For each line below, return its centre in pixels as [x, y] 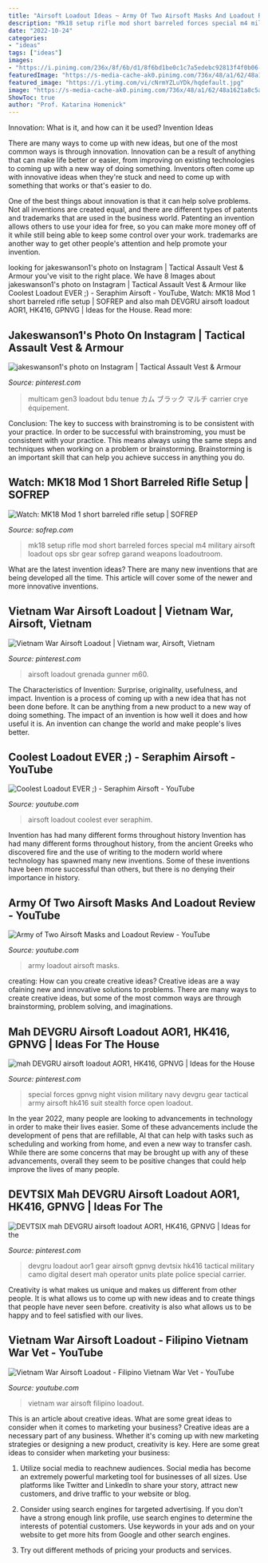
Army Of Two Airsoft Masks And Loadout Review [132, 903]
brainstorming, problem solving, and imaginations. [91, 1007]
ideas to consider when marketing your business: [89, 1453]
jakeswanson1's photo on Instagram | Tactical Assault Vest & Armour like [127, 285]
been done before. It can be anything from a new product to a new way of [130, 706]
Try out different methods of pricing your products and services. [126, 1550]
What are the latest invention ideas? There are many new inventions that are [133, 569]
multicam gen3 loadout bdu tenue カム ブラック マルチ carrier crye [138, 399]
